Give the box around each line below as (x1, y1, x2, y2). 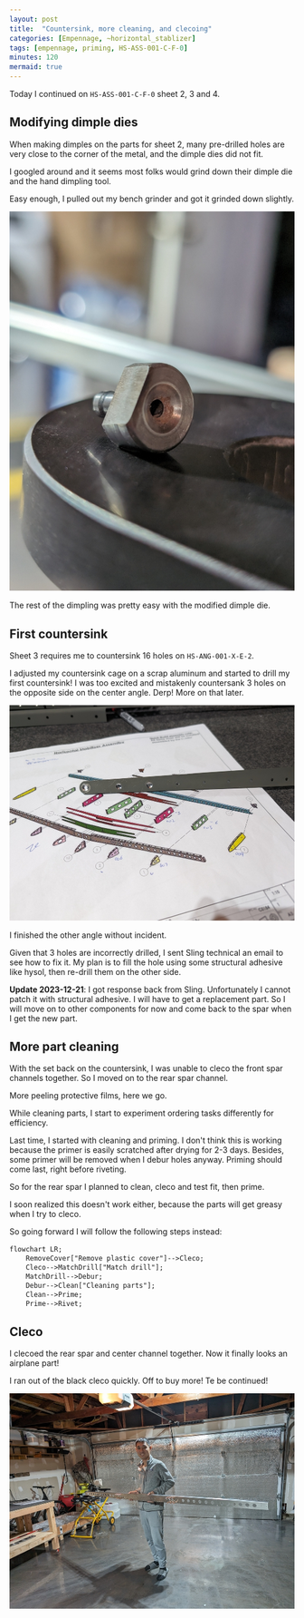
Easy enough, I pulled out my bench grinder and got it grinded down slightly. (9, 193, 294, 204)
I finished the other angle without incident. (9, 930, 167, 941)
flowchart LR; (9, 1245, 63, 1254)
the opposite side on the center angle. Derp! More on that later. (9, 687, 244, 697)
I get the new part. (9, 1012, 79, 1024)
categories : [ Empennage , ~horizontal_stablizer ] (9, 34, 196, 43)
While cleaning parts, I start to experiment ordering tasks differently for (9, 1107, 274, 1119)
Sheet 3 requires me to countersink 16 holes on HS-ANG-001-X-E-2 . (9, 650, 255, 661)
